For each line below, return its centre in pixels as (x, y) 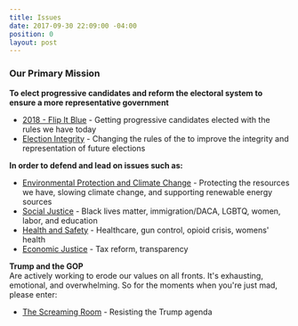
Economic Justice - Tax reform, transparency (105, 249)
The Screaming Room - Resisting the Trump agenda (117, 312)
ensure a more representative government (89, 102)
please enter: (33, 294)
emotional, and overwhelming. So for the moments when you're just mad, (144, 285)
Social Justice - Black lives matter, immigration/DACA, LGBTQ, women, (151, 211)
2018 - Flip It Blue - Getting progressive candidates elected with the (146, 119)
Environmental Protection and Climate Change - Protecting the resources (156, 183)
